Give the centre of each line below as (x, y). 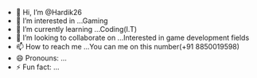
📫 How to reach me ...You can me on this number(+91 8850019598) (128, 47)
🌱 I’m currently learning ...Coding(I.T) (76, 29)
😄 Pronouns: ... (41, 58)
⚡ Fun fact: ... (37, 67)
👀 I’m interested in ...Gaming (62, 21)
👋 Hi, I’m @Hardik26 (49, 12)
